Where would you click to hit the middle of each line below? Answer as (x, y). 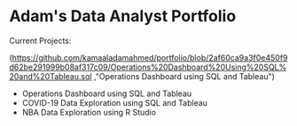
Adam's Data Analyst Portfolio (123, 16)
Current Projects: (40, 41)
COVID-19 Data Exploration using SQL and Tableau (115, 102)
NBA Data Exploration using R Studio (89, 112)
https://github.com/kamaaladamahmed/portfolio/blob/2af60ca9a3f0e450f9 (150, 57)
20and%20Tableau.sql (51, 76)
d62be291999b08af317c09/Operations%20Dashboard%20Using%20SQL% (148, 67)
